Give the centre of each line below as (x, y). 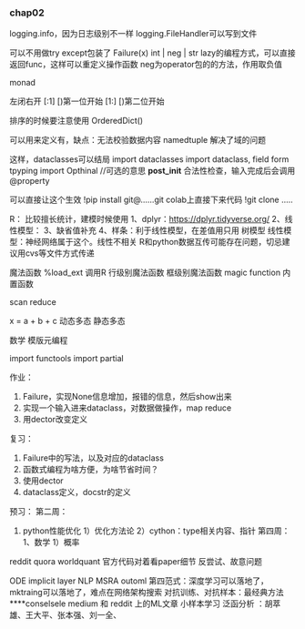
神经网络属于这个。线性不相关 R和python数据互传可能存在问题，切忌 (153, 242)
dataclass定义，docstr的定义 (76, 492)
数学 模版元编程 (39, 340)
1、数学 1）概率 (51, 543)
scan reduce (33, 302)
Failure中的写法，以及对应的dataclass (93, 458)
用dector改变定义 (55, 420)
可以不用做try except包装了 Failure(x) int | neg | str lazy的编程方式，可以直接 (152, 53)
